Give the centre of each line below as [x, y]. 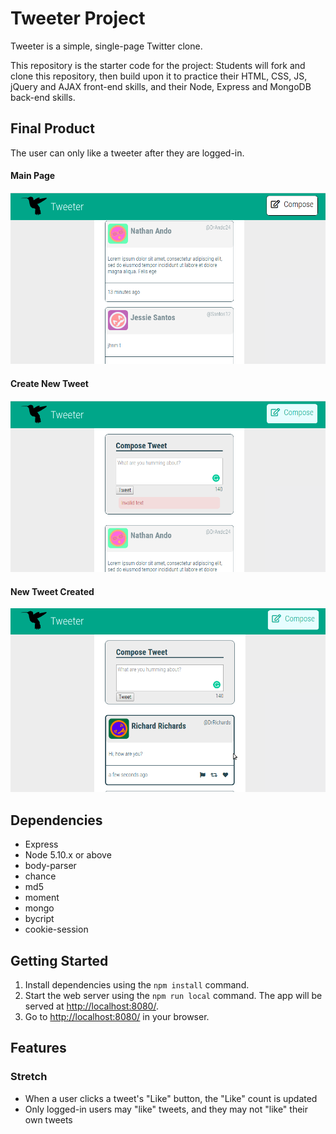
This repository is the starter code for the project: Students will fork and [158, 65]
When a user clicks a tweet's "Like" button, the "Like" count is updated [171, 1098]
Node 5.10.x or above [68, 855]
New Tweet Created [52, 591]
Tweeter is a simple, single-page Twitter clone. [106, 46]
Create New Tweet [49, 383]
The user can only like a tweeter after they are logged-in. [127, 153]
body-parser [50, 866]
